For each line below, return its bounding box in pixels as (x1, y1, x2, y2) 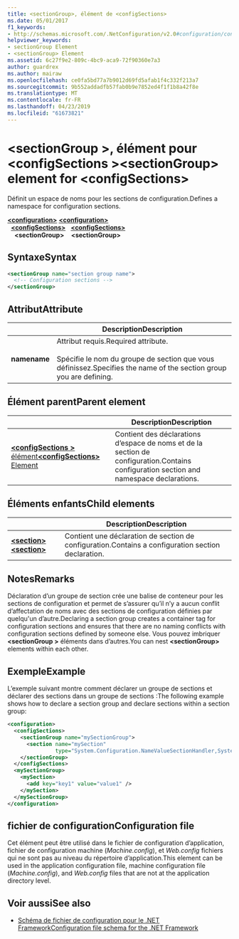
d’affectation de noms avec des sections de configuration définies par (7, 607, 213, 616)
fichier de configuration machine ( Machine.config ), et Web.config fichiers (7, 846, 223, 855)
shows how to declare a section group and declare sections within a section (7, 699, 230, 708)
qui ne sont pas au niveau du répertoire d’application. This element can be (7, 854, 223, 862)
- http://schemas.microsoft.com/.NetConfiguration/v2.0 (7, 30, 176, 38)
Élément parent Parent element (7, 396, 146, 408)
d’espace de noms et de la (115, 438, 203, 448)
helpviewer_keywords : (7, 37, 72, 44)
